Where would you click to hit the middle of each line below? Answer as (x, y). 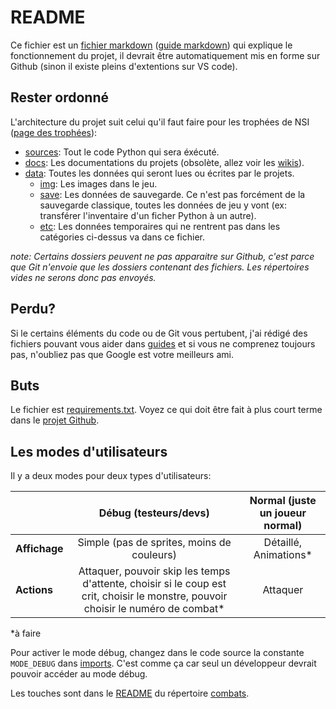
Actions (34, 590)
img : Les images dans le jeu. (98, 183)
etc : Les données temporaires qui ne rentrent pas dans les (160, 226)
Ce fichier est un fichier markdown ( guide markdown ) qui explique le (151, 45)
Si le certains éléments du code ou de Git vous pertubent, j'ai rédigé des (159, 333)
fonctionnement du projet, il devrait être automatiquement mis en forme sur (165, 55)
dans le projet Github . (55, 420)
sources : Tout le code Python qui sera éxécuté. (122, 152)
